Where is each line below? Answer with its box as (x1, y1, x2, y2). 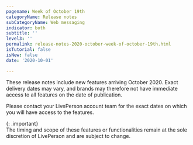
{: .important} (6, 120, 39, 127)
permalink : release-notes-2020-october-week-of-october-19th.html (6, 42, 171, 47)
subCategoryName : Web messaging (6, 19, 85, 25)
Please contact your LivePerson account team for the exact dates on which (6, 102, 187, 109)
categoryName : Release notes (6, 14, 77, 20)
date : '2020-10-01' (6, 57, 54, 63)
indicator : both (6, 25, 46, 31)
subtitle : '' (6, 30, 38, 36)
